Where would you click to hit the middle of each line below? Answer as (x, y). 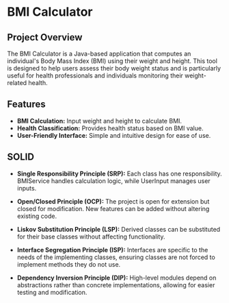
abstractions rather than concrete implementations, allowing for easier (116, 284)
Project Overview (45, 37)
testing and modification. (52, 292)
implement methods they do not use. (69, 264)
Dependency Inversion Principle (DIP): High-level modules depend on (117, 278)
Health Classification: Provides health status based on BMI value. (110, 128)
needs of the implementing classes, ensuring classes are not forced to (116, 257)
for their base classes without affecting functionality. (91, 237)
